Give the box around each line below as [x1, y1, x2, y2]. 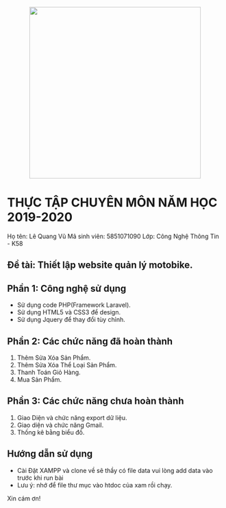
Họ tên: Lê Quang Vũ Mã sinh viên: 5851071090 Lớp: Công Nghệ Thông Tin [7, 232, 219, 240]
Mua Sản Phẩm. [16, 375, 62, 384]
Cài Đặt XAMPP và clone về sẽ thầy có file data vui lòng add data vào [16, 466, 214, 474]
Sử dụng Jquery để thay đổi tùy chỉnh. [16, 316, 125, 324]
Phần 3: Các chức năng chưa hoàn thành [7, 395, 184, 407]
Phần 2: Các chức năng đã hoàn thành [7, 335, 173, 347]
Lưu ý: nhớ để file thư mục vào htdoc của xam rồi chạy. [16, 481, 173, 489]
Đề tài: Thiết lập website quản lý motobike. [7, 259, 193, 271]
